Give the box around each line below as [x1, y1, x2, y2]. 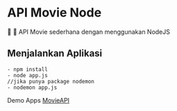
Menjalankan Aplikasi [7, 48, 103, 59]
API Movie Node [7, 5, 102, 21]
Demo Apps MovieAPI [7, 96, 70, 104]
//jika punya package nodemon [7, 78, 95, 85]
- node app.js [7, 72, 49, 79]
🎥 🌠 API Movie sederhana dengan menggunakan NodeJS [7, 28, 171, 36]
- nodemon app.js [7, 84, 58, 91]
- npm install [7, 65, 49, 73]
